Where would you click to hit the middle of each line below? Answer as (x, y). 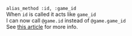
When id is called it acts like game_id (51, 14)
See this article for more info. (42, 27)
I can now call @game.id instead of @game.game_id (66, 20)
